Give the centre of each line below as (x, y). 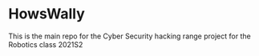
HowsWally (47, 14)
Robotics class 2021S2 (46, 44)
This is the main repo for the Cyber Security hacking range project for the (129, 36)
